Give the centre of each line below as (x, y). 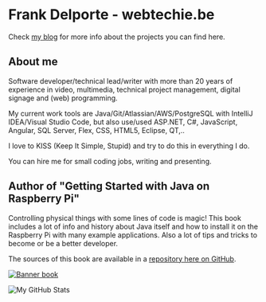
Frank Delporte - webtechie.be (111, 15)
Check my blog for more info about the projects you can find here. (117, 37)
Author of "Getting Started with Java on (109, 186)
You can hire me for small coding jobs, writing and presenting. (110, 161)
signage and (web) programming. (63, 98)
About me (33, 62)
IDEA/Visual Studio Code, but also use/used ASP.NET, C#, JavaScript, (123, 122)
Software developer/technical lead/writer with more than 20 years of (121, 80)
